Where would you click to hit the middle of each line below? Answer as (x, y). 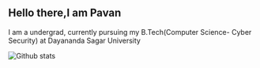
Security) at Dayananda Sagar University (74, 40)
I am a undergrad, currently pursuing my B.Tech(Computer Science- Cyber (130, 32)
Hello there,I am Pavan (65, 13)
